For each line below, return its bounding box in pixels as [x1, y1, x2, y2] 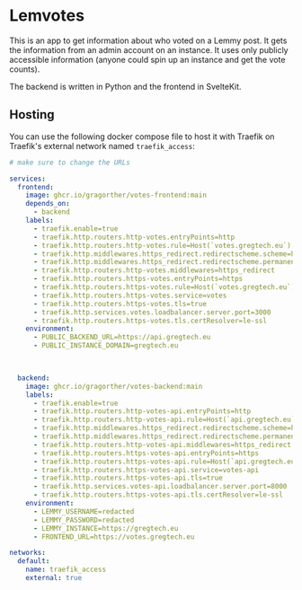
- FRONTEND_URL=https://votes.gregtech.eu [32, 532, 195, 542]
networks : [9, 549, 47, 558]
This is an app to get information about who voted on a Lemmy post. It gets [9, 35, 288, 46]
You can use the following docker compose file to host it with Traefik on [9, 131, 275, 142]
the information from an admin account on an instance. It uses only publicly [9, 44, 289, 55]
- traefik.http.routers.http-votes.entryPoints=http [32, 233, 235, 242]
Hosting [9, 107, 56, 122]
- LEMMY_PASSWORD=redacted [32, 515, 135, 524]
